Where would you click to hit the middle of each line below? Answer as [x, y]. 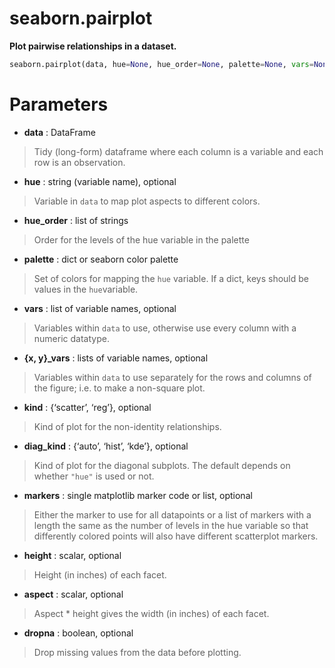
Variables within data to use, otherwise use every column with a [165, 328]
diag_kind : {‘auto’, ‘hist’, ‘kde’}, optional [106, 446]
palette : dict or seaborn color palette [101, 259]
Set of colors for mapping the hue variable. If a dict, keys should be [171, 278]
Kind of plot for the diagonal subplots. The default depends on [162, 465]
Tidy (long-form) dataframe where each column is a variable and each [178, 151]
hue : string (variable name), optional [100, 181]
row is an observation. [79, 162]
